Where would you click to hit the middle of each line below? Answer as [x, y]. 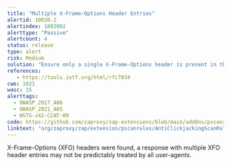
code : [15, 122]
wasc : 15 [20, 90]
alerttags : [23, 97]
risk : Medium [26, 58]
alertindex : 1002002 [37, 26]
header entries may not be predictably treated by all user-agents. [99, 155]
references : [24, 71]
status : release [30, 45]
